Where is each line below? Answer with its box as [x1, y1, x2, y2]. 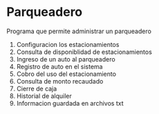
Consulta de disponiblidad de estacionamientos [16, 48, 153, 56]
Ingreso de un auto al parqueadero [16, 55, 115, 63]
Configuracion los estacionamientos [16, 40, 120, 48]
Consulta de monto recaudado [16, 77, 104, 85]
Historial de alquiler [16, 91, 72, 100]
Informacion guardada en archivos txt [16, 99, 124, 107]
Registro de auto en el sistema [16, 62, 103, 70]
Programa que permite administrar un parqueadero [6, 27, 151, 35]
